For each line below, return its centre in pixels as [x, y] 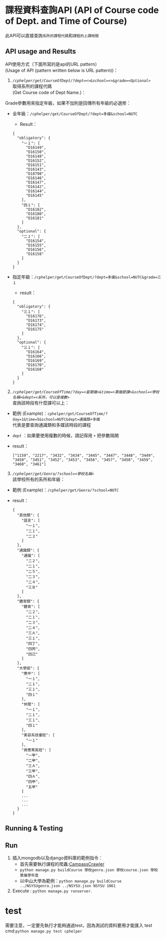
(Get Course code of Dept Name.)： [49, 92]
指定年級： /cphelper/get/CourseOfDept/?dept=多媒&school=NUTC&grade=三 [87, 277]
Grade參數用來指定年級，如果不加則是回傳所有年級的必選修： [68, 103]
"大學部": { [28, 668]
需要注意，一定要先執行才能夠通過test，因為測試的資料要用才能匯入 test [79, 925]
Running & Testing [34, 828]
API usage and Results [41, 52]
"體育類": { [28, 601]
